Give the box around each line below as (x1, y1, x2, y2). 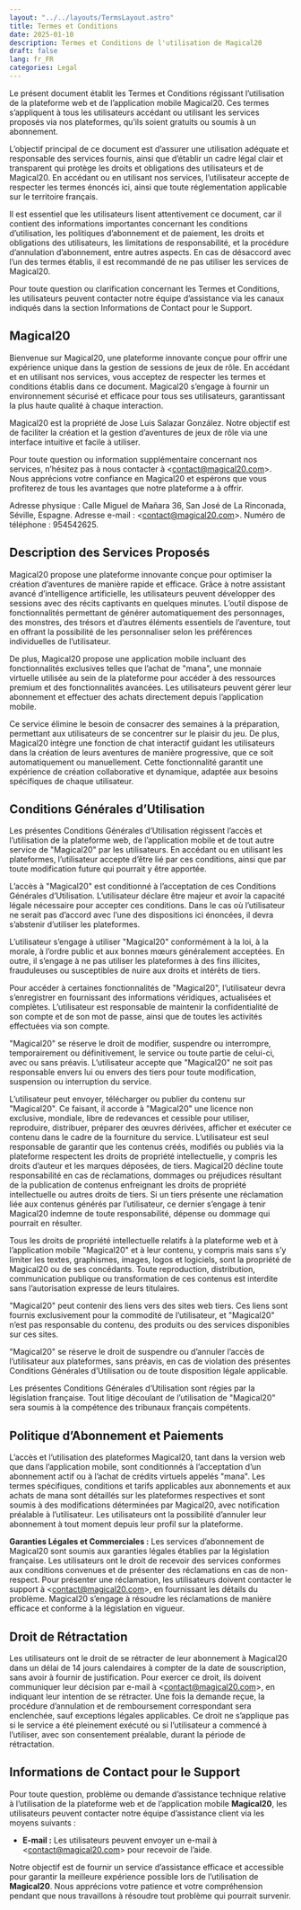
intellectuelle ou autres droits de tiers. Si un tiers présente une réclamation (9, 1189, 284, 1200)
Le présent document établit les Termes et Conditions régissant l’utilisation (9, 87, 285, 99)
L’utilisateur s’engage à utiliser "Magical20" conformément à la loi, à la (9, 936, 269, 948)
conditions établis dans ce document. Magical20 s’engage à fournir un (9, 381, 270, 392)
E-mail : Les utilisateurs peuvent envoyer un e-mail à (21, 1835, 218, 1845)
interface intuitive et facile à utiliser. (9, 437, 141, 447)
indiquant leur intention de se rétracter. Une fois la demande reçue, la (9, 1691, 265, 1702)
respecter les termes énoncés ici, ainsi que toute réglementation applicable (9, 181, 288, 192)
